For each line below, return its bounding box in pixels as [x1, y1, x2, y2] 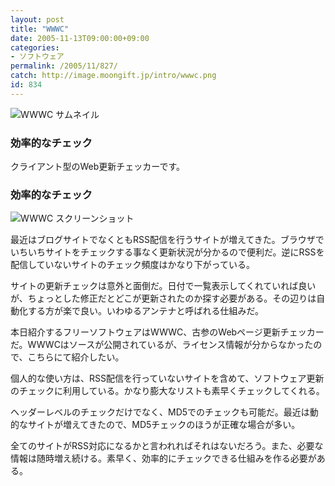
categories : [10, 42, 60, 53]
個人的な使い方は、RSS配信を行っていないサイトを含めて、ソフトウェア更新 [10, 372, 325, 385]
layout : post [10, 14, 65, 25]
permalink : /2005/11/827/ [10, 61, 118, 71]
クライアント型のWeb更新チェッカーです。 [10, 161, 186, 173]
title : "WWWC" [10, 24, 70, 34]
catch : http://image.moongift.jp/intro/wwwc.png [10, 71, 217, 81]
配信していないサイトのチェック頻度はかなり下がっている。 [10, 259, 255, 271]
